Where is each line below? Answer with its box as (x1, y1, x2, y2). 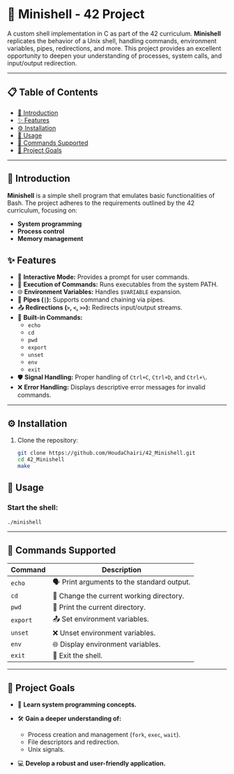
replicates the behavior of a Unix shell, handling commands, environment (7, 36, 217, 45)
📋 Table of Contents (7, 86, 99, 98)
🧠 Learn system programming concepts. (17, 700, 137, 709)
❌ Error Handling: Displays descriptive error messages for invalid (17, 383, 205, 392)
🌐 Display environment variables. (52, 640, 162, 649)
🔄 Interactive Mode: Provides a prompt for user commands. (17, 273, 189, 281)
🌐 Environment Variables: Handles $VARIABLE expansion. (17, 288, 182, 296)
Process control (17, 226, 65, 235)
